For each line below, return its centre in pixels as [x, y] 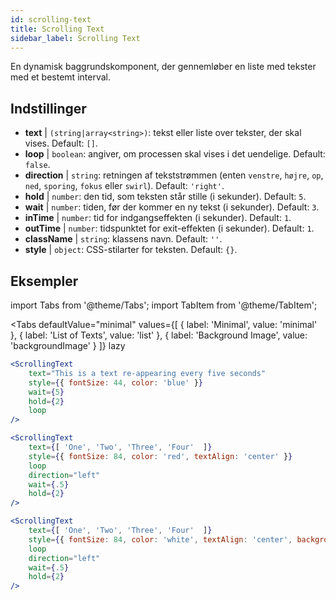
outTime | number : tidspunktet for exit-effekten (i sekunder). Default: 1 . [169, 228]
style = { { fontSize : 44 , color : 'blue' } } [115, 382]
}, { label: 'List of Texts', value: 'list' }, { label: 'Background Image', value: [159, 335]
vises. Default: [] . [61, 143]
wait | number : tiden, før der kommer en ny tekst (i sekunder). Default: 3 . [172, 207]
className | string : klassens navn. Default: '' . [123, 239]
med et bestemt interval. [60, 77]
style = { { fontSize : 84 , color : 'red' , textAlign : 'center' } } [160, 456]
